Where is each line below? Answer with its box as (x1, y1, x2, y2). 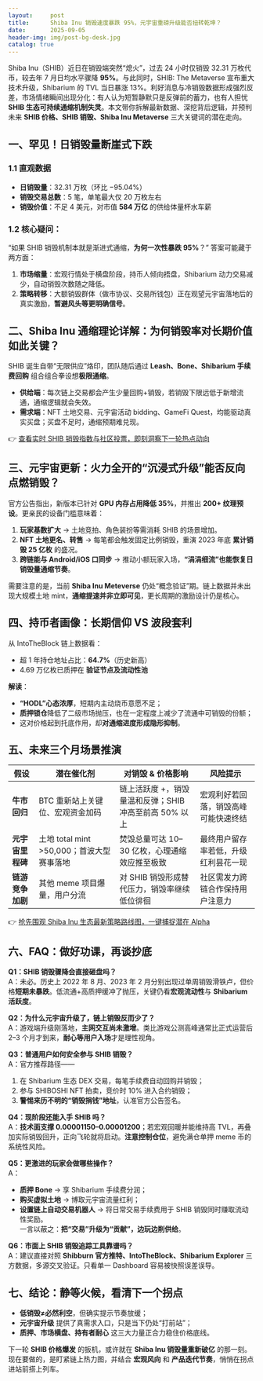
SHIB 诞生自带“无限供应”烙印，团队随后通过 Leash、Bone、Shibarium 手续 (8, 361, 251, 370)
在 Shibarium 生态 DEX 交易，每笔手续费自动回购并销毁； (19, 1076, 205, 1086)
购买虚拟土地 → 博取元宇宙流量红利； (19, 1195, 141, 1204)
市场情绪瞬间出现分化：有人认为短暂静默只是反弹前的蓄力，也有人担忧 (21, 93, 248, 102)
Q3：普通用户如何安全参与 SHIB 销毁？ (8, 1049, 134, 1059)
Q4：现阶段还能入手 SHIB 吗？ (8, 1112, 106, 1122)
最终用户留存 (200, 833, 248, 844)
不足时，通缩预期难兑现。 (60, 417, 143, 427)
